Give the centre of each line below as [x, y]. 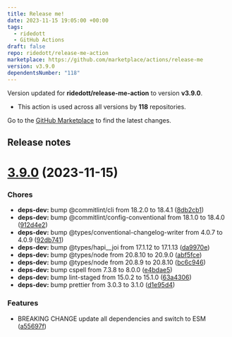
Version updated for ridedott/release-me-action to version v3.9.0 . [105, 93]
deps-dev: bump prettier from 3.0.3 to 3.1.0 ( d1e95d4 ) [96, 285]
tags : [15, 27]
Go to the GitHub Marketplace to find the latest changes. [89, 120]
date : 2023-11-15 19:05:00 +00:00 [58, 20]
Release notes [39, 142]
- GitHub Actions [39, 40]
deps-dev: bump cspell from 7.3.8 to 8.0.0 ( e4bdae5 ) [95, 270]
